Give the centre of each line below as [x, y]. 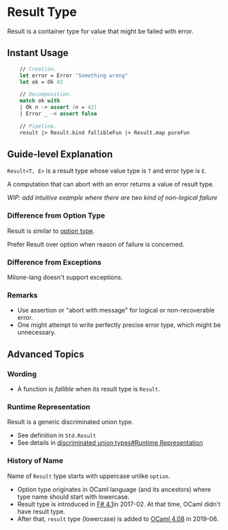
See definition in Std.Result [57, 435]
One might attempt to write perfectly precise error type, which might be [119, 325]
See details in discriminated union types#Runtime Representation [110, 443]
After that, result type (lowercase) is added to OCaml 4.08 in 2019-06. [118, 519]
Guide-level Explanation [60, 154]
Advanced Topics [46, 354]
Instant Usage [38, 53]
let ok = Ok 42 [41, 82]
